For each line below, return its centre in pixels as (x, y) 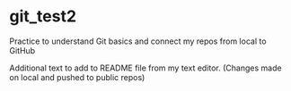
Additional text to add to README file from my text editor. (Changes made (145, 68)
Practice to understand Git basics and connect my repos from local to (138, 41)
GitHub (22, 50)
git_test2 (43, 17)
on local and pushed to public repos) (77, 77)
